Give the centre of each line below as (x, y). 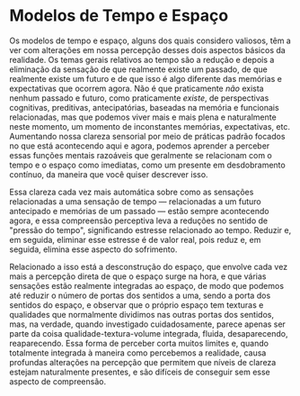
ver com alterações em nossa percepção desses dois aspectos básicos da (147, 49)
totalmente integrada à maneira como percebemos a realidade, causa (138, 353)
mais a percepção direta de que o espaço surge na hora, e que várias (138, 276)
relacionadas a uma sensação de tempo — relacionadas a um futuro (136, 201)
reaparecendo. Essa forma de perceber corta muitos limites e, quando (139, 343)
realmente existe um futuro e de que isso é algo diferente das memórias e (146, 78)
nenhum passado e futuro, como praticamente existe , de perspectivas (139, 98)
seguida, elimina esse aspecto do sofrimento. (93, 249)
